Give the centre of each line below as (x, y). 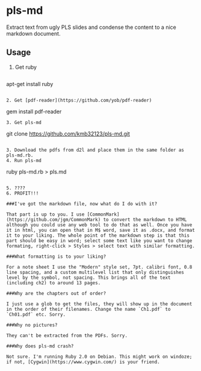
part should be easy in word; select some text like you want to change (99, 241)
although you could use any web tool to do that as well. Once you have (99, 225)
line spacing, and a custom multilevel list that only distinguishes (95, 272)
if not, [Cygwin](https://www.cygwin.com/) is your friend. (83, 362)
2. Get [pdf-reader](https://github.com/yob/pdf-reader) (79, 100)
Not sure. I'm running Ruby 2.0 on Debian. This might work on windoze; (99, 357)
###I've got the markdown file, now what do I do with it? (82, 204)
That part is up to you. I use (45, 214)
